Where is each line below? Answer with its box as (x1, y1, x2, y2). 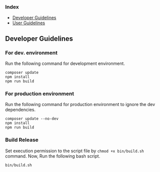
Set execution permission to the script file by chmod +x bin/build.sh (5, 148, 145, 154)
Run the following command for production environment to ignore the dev (5, 102, 155, 108)
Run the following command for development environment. (5, 60, 125, 66)
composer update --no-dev (5, 116, 58, 121)
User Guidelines (12, 20, 46, 26)
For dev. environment (5, 49, 58, 56)
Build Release (5, 136, 39, 143)
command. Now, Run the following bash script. (5, 153, 101, 159)
